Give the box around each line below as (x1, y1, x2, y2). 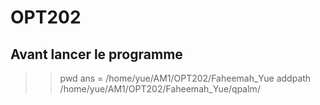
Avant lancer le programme (10, 46, 183, 63)
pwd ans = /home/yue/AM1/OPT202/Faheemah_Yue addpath (59, 72, 312, 84)
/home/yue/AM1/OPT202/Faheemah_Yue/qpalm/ (59, 83, 261, 95)
